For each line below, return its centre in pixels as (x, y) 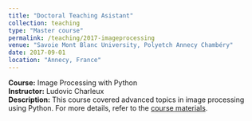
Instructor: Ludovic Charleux (56, 91)
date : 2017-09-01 (37, 53)
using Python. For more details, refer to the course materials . (108, 107)
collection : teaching (44, 23)
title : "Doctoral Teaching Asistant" (71, 16)
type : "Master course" (46, 30)
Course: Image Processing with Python (73, 82)
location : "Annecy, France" (55, 60)
